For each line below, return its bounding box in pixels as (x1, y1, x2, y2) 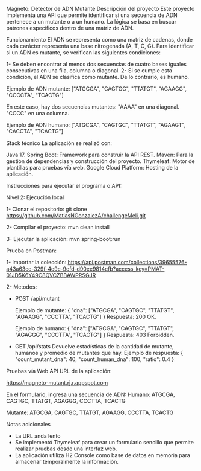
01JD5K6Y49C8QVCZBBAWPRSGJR (6, 272, 96, 278)
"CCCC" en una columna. (6, 110, 70, 117)
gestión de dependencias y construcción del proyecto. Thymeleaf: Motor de (6, 158, 195, 165)
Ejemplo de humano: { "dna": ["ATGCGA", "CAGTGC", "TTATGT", (14, 325, 175, 332)
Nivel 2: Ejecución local (6, 194, 64, 201)
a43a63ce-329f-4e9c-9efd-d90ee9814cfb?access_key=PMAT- (6, 265, 165, 272)
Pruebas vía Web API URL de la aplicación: (6, 368, 113, 374)
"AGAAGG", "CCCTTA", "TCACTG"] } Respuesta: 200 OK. (14, 313, 156, 320)
